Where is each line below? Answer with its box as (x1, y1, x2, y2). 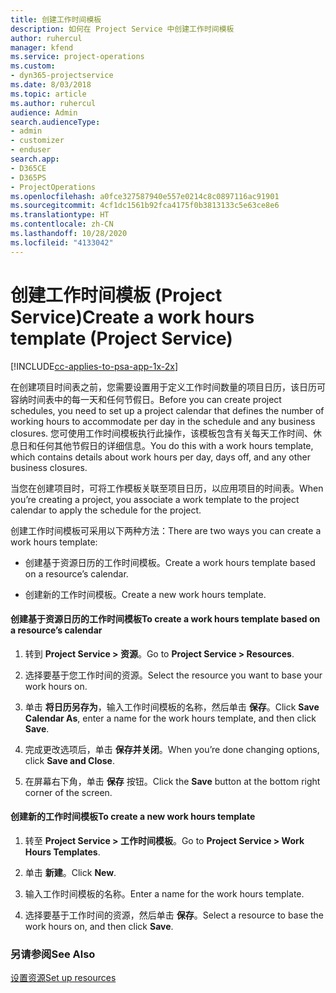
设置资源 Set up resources (10, 972, 117, 984)
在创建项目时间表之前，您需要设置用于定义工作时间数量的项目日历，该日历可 (10, 381, 326, 393)
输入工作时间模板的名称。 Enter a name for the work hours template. (24, 887, 305, 900)
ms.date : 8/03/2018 (10, 80, 92, 90)
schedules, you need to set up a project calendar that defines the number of (10, 404, 325, 416)
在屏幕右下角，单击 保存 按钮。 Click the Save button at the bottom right (24, 775, 321, 787)
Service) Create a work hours (10, 306, 255, 328)
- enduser (10, 145, 52, 155)
